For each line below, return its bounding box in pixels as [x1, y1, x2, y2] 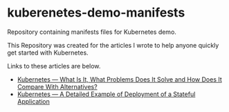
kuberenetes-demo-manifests [7, 5, 185, 21]
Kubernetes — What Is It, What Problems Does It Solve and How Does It [17, 75, 223, 84]
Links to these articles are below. [7, 62, 101, 70]
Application [17, 97, 51, 105]
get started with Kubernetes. [7, 48, 89, 57]
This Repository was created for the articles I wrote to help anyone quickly [7, 41, 219, 49]
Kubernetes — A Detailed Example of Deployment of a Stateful [17, 90, 196, 98]
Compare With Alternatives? [17, 82, 98, 91]
